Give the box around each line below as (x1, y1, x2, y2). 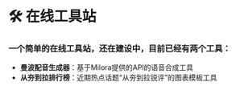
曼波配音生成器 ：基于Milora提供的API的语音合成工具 (19, 63, 194, 72)
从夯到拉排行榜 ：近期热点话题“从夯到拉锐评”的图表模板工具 (19, 73, 217, 83)
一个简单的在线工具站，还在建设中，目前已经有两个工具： (8, 43, 231, 55)
